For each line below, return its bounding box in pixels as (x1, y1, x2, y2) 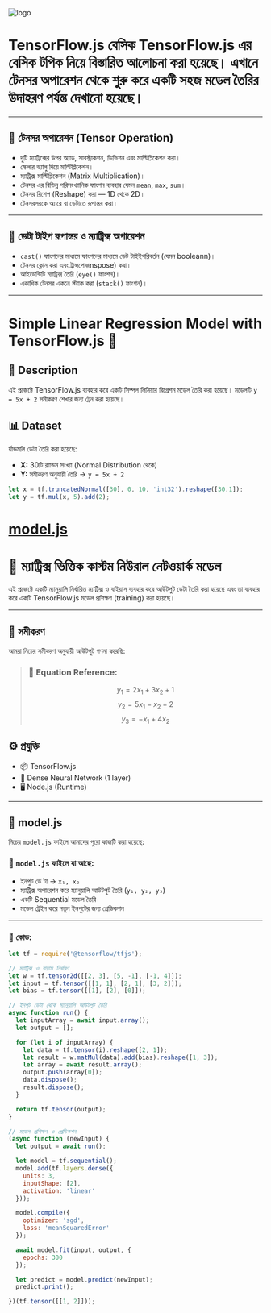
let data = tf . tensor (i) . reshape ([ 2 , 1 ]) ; (23, 1045, 168, 1054)
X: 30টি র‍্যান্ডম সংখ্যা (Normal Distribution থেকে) (19, 460, 157, 470)
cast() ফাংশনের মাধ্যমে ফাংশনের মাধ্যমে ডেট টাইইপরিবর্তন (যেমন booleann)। (19, 251, 216, 260)
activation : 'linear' (23, 1186, 95, 1195)
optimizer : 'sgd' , (23, 1216, 85, 1224)
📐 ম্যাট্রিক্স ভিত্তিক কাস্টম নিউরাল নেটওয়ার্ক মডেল (8, 557, 222, 575)
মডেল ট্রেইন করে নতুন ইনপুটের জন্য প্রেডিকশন (19, 903, 125, 913)
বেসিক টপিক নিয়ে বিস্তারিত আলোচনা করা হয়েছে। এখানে (8, 54, 258, 72)
